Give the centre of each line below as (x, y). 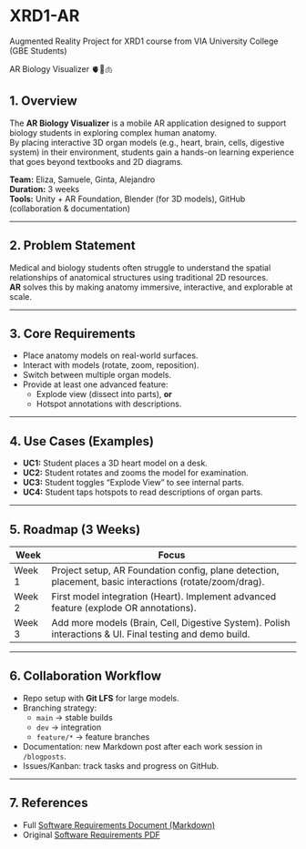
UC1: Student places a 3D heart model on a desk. (115, 463)
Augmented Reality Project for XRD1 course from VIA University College (144, 41)
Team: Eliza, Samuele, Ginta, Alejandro (82, 179)
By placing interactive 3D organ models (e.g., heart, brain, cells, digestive (147, 142)
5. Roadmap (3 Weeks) (75, 529)
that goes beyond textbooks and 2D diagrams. (97, 161)
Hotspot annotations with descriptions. (109, 404)
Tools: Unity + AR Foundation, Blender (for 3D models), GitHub (127, 199)
